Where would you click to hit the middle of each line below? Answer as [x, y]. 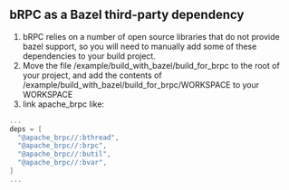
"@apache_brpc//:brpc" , [62, 146]
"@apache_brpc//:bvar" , [62, 163]
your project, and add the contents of [92, 75]
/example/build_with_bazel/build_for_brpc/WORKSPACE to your [141, 84]
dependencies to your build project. [89, 56]
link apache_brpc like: [63, 104]
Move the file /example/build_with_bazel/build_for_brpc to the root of [151, 65]
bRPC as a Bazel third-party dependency [127, 15]
